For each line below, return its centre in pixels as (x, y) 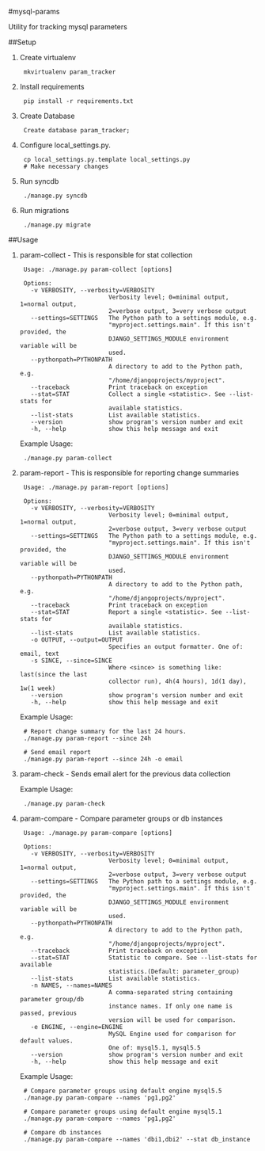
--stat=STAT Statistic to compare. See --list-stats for (144, 958)
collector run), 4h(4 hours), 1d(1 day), (177, 681)
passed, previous (48, 1013)
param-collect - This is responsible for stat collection (106, 255)
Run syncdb (39, 181)
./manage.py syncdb (55, 196)
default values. (46, 1041)
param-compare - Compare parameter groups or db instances (121, 818)
